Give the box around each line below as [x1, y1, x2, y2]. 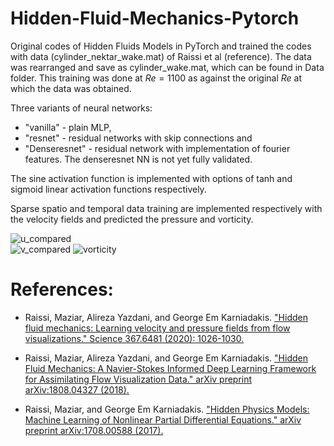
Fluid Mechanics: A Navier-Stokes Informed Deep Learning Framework [24, 362, 317, 374]
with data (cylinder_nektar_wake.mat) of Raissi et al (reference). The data [10, 50, 312, 62]
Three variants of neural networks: [10, 102, 153, 114]
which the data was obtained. [10, 82, 132, 94]
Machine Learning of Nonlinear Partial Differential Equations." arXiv [24, 413, 302, 426]
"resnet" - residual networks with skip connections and [24, 132, 253, 144]
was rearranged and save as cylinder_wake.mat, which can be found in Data [10, 61, 325, 73]
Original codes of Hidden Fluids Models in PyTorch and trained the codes [10, 40, 312, 52]
